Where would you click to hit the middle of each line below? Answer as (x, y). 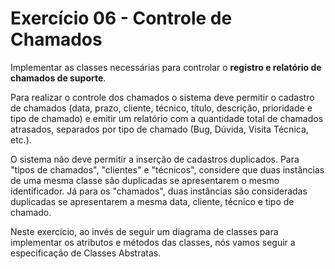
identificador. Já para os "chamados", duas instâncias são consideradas (159, 191)
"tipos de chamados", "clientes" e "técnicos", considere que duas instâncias (167, 169)
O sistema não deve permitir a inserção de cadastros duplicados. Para (155, 159)
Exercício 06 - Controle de (121, 18)
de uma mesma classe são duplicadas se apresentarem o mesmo (145, 180)
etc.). (21, 139)
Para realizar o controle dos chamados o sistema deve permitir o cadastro (162, 97)
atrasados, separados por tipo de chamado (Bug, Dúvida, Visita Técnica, (159, 129)
